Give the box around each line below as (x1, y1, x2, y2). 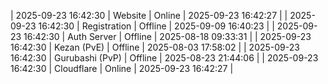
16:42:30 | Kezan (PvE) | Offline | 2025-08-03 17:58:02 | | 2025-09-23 (10, 41, 300, 53)
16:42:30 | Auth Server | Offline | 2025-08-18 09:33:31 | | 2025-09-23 (23, 31, 312, 42)
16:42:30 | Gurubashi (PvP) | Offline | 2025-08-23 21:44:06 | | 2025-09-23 (10, 52, 319, 64)
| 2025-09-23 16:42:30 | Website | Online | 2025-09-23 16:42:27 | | (10, 10, 288, 21)
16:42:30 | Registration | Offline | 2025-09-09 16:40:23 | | (38, 20, 275, 32)
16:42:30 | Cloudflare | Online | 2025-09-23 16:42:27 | (10, 63, 234, 74)
